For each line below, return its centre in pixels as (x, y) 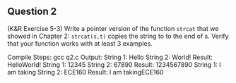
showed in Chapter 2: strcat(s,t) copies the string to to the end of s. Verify (118, 36)
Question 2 (32, 12)
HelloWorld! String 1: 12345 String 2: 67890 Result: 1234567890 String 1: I (114, 64)
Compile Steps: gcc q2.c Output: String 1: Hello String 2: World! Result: (110, 57)
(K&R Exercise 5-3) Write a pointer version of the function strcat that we (113, 28)
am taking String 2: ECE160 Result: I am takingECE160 (85, 72)
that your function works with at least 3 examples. (80, 43)
